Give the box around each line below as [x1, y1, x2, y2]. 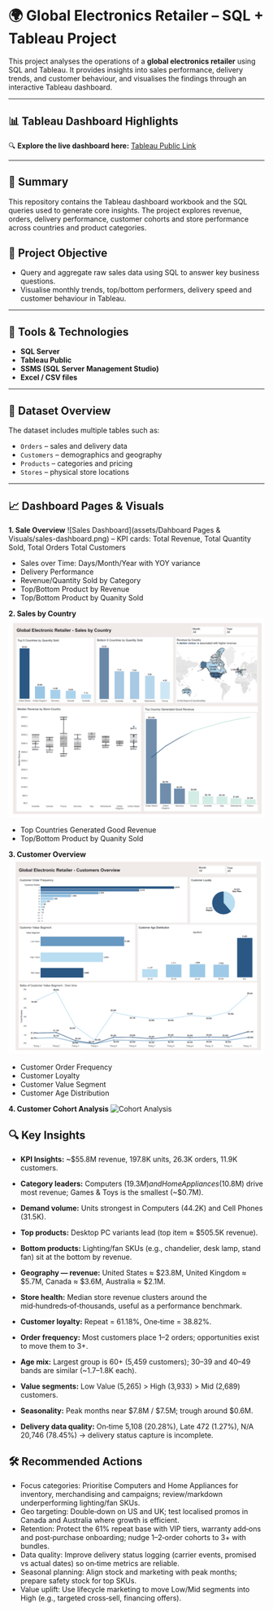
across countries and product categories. [8, 222, 147, 232]
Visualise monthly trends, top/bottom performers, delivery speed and [19, 285, 252, 295]
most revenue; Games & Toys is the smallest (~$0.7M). [19, 1187, 204, 1197]
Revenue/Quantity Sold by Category [19, 575, 141, 585]
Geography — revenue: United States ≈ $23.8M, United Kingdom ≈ [19, 1267, 247, 1277]
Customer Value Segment [19, 1080, 106, 1089]
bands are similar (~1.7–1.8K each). [19, 1365, 137, 1375]
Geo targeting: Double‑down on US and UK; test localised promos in [19, 1506, 249, 1516]
